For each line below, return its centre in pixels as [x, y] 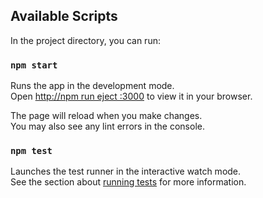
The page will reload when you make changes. [106, 116]
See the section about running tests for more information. [128, 182]
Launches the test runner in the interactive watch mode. [126, 171]
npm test [31, 151]
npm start [34, 65]
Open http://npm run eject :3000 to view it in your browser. [131, 96]
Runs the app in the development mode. [92, 86]
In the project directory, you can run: [85, 40]
